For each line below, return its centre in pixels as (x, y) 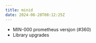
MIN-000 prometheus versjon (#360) (52, 29)
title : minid (19, 10)
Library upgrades (31, 35)
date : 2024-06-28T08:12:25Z (35, 15)
